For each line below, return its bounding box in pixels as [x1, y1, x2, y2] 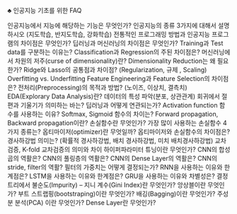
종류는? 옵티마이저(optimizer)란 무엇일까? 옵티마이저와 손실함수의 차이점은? [20, 128, 231, 136]
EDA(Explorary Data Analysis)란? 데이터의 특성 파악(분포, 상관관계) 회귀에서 [7, 92, 221, 101]
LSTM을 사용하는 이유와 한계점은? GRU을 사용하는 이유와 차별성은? [29, 172, 216, 180]
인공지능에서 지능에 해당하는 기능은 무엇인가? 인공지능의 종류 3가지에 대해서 [7, 21, 217, 30]
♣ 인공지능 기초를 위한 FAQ [7, 6, 82, 14]
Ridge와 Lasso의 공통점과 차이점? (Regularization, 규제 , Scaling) [23, 66, 207, 74]
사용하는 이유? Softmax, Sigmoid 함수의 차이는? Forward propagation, [20, 110, 219, 118]
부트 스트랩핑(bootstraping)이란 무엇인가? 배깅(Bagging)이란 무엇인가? [17, 190, 216, 198]
